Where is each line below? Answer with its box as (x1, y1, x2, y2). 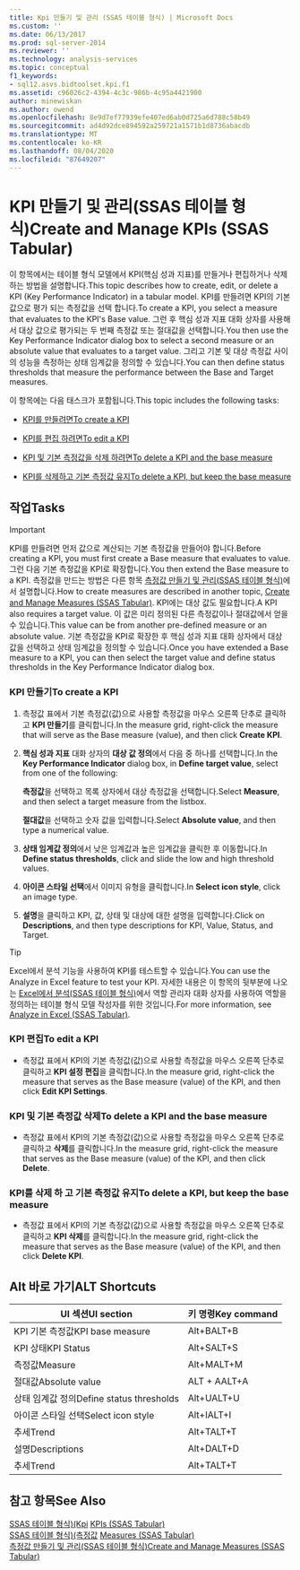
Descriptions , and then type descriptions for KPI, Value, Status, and (21, 920, 273, 931)
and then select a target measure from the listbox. (21, 795, 207, 807)
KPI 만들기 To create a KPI (9, 686, 119, 698)
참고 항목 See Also (9, 1493, 107, 1508)
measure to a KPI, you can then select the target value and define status (9, 652, 276, 664)
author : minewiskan (9, 96, 82, 106)
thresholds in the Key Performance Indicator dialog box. (9, 662, 215, 672)
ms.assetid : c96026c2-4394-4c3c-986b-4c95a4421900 (9, 88, 202, 97)
